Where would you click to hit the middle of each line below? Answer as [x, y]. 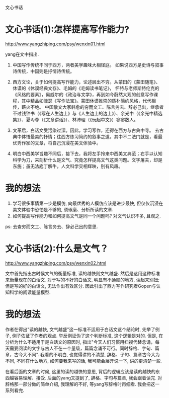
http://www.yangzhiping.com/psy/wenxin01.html [55, 44]
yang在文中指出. [22, 54]
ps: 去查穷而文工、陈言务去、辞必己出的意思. [52, 226]
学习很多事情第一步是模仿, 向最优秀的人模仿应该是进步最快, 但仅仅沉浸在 [88, 203]
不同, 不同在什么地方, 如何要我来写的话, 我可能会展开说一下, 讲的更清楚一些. [83, 361]
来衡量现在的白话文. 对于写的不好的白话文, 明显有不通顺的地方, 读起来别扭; [82, 280]
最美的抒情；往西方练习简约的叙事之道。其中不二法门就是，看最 [96, 136]
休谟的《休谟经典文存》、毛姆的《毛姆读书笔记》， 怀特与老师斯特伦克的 [86, 88]
